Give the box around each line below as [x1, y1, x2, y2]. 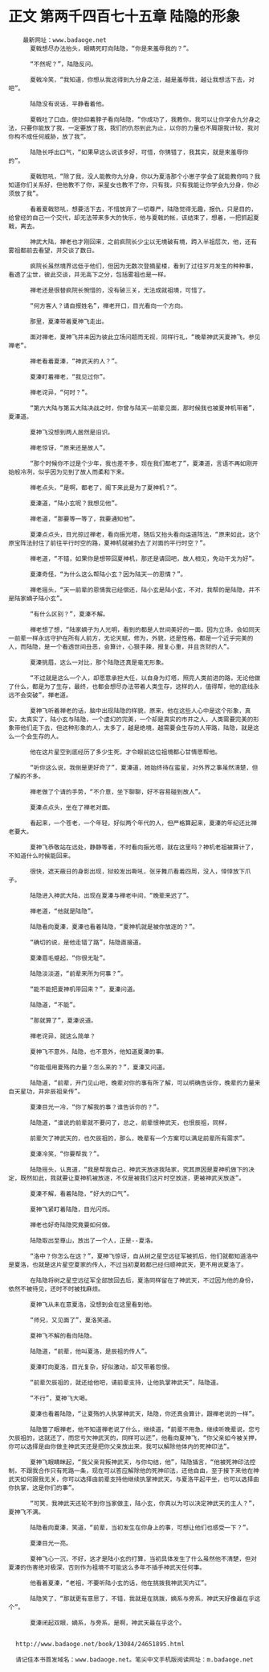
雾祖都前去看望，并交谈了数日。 [8, 247, 99, 255]
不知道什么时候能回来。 [8, 852, 75, 860]
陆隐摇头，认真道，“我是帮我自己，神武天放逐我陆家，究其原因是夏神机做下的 [29, 1165, 249, 1173]
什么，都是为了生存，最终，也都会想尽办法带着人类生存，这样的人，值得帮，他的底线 [14, 682, 254, 691]
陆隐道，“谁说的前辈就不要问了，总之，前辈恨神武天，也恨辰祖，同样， [29, 1118, 231, 1126]
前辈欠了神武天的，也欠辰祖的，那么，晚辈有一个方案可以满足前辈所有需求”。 [29, 1134, 249, 1143]
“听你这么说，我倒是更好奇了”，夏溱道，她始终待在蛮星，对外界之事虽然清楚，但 [29, 763, 259, 772]
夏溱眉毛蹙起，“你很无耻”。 [29, 954, 109, 962]
